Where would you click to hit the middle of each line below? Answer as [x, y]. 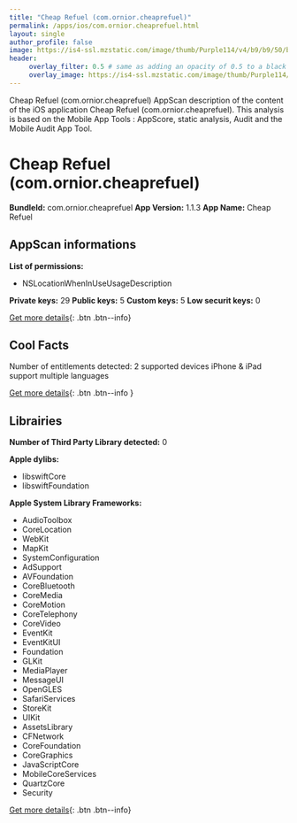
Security [37, 793]
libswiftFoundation [56, 486]
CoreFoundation [51, 746]
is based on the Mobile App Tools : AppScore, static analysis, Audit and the [146, 119]
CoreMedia [42, 596]
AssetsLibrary [47, 727]
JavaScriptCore [50, 765]
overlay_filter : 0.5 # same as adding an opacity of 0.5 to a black [158, 67]
